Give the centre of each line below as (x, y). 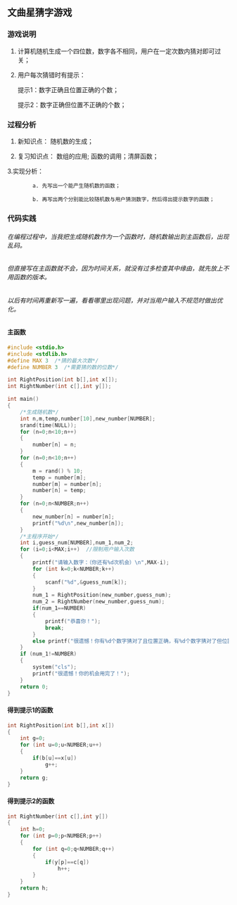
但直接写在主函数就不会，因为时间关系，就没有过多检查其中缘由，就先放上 (115, 269)
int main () (23, 399)
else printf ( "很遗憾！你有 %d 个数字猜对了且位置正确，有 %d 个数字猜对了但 (128, 641)
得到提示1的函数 (31, 710)
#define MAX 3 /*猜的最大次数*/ (53, 361)
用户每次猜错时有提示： (51, 75)
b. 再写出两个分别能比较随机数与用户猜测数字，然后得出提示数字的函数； (124, 199)
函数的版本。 (32, 277)
